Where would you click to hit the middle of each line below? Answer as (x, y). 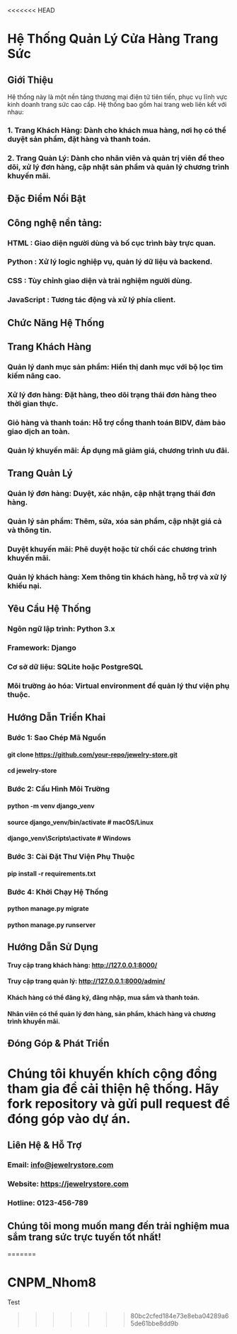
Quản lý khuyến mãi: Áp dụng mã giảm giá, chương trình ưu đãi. (118, 450)
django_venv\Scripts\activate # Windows (69, 839)
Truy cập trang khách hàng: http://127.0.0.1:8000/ (82, 965)
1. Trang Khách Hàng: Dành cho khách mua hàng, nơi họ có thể (117, 130)
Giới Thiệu (30, 80)
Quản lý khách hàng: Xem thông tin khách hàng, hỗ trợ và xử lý (117, 577)
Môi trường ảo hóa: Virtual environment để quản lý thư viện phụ (118, 686)
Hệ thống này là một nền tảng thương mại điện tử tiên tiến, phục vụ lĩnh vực (117, 97)
